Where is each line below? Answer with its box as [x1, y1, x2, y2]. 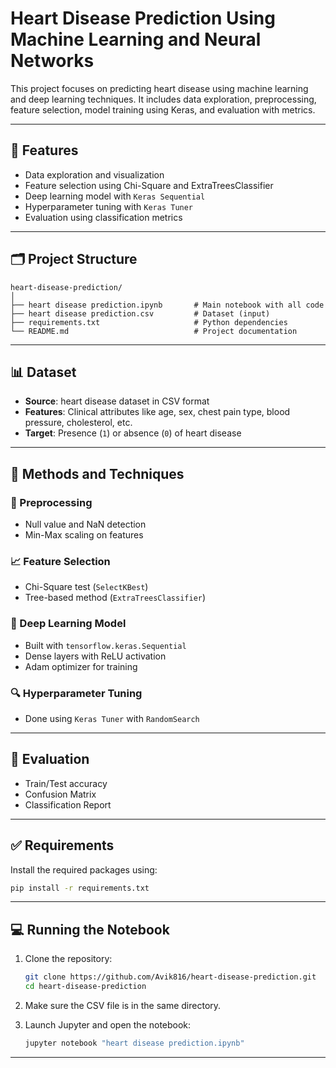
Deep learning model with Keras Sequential [24, 190, 206, 202]
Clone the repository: [24, 953, 113, 965]
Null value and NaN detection [24, 518, 147, 531]
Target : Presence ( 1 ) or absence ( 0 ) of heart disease [24, 427, 242, 439]
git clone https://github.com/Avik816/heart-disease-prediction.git [24, 972, 317, 982]
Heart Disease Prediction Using [10, 7, 276, 30]
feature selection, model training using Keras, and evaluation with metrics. [10, 103, 316, 116]
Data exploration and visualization [24, 168, 165, 181]
